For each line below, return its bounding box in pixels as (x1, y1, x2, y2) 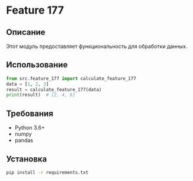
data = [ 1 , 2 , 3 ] (6, 81, 49, 87)
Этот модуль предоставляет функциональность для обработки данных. (6, 43, 188, 50)
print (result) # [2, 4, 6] (6, 92, 76, 98)
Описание (6, 27, 46, 37)
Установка (6, 154, 47, 164)
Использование (6, 60, 68, 70)
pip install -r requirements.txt (6, 169, 89, 175)
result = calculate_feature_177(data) (6, 86, 102, 92)
